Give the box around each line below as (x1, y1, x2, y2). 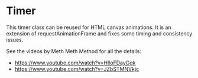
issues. (6, 36, 24, 43)
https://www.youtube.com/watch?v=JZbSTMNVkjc (14, 65, 139, 72)
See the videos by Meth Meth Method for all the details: (6, 47, 142, 54)
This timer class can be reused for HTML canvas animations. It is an (6, 24, 171, 31)
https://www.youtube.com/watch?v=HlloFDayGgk (14, 59, 136, 66)
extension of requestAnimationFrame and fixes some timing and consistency (6, 30, 193, 37)
